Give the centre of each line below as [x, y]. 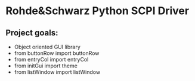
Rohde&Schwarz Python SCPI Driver [97, 11]
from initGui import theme [46, 66]
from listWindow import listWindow [57, 72]
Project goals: [32, 33]
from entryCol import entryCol [51, 59]
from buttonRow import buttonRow [57, 53]
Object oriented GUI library [47, 47]
